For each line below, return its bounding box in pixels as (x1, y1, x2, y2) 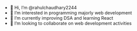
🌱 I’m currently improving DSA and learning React (10, 15, 114, 21)
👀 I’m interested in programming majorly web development (10, 10, 132, 16)
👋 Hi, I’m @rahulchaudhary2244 (10, 5, 77, 10)
